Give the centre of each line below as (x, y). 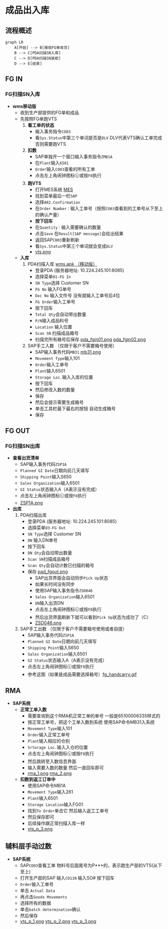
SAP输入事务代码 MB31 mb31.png (68, 352)
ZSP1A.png (31, 503)
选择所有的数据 (35, 903)
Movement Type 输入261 (50, 792)
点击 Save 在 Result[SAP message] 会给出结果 (79, 233)
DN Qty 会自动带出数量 (50, 553)
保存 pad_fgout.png (48, 572)
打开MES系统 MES (54, 190)
